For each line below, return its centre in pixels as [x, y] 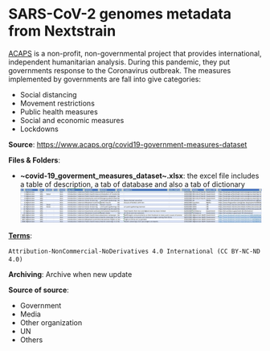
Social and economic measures [72, 120]
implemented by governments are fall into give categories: [105, 79]
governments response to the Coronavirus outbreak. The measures [120, 70]
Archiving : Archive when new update [70, 275]
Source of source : [39, 290]
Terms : [20, 236]
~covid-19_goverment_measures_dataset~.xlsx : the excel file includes [139, 175]
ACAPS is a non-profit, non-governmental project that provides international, [135, 53]
